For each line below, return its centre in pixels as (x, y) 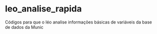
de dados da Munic (24, 27)
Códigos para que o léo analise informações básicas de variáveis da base (78, 22)
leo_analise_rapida (43, 9)
